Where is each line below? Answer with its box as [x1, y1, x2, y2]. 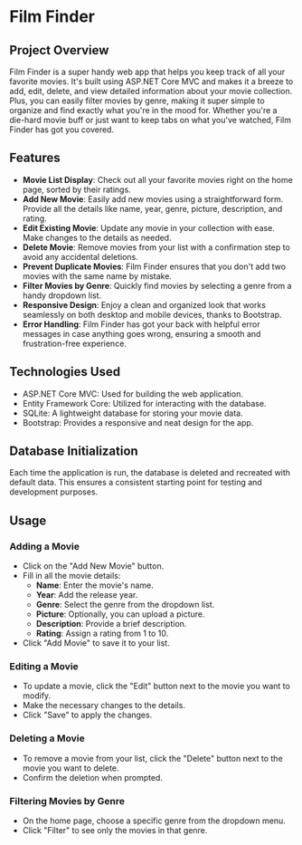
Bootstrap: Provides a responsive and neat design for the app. [22, 417, 254, 427]
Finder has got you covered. [9, 124, 115, 135]
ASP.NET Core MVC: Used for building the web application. [22, 388, 244, 399]
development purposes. [9, 486, 99, 497]
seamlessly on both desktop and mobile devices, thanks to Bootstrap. [22, 309, 282, 320]
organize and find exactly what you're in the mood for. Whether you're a [9, 105, 278, 115]
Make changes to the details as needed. [22, 232, 172, 243]
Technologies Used [9, 364, 120, 379]
